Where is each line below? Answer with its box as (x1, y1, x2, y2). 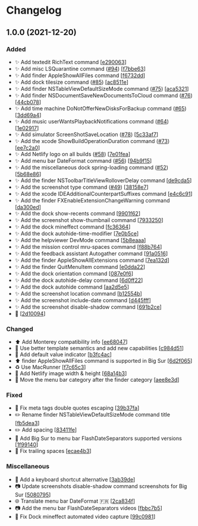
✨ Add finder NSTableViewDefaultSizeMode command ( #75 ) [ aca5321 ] (14, 85, 189, 92)
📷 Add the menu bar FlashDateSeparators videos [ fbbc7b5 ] (14, 504, 162, 511)
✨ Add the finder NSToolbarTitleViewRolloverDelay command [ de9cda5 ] (14, 176, 192, 184)
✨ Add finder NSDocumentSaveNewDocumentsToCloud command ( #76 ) (14, 91, 193, 99)
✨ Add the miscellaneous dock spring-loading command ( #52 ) (14, 164, 168, 171)
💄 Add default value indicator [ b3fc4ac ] (14, 351, 112, 358)
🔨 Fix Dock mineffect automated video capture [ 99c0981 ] (14, 513, 156, 520)
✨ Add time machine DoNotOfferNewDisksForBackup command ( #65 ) (14, 104, 187, 112)
